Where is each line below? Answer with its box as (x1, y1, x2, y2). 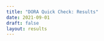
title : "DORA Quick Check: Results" (6, 8, 99, 15)
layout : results (6, 25, 47, 32)
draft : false (6, 20, 39, 26)
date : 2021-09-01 (6, 14, 50, 20)
